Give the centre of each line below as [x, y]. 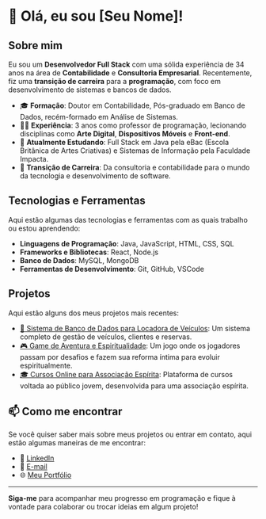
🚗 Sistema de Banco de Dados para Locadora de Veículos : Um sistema [135, 328]
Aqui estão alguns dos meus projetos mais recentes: [94, 313]
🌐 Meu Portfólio [46, 475]
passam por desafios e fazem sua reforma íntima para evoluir [120, 357]
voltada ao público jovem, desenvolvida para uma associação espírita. [134, 385]
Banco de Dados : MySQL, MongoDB [79, 260]
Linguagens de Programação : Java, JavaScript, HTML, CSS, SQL [127, 243]
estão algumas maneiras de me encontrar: [77, 443]
